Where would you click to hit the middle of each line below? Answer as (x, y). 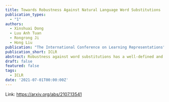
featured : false (22, 66)
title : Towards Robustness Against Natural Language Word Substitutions (83, 10)
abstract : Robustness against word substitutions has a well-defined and (84, 57)
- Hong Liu (21, 43)
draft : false (19, 61)
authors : (14, 24)
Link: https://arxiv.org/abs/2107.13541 (44, 94)
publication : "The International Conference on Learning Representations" (85, 47)
